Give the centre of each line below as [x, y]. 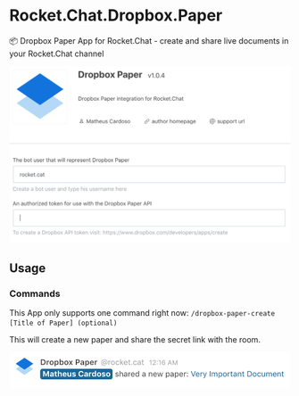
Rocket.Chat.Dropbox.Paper [116, 16]
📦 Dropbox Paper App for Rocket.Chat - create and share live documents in [149, 40]
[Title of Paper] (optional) [63, 323]
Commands [35, 293]
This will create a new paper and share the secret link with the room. [135, 340]
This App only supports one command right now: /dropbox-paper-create [142, 313]
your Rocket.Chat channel [57, 54]
